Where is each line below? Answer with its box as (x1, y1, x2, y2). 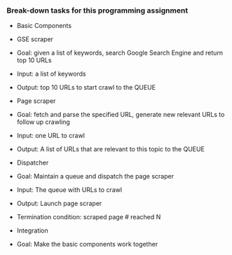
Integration (16, 226, 48, 235)
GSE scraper (16, 35, 54, 43)
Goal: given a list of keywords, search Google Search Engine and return (16, 48, 224, 57)
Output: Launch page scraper (16, 199, 102, 208)
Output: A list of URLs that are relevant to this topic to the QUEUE (16, 145, 205, 153)
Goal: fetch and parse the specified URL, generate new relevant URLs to (16, 111, 225, 119)
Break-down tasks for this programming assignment (6, 6, 189, 15)
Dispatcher (16, 158, 49, 167)
